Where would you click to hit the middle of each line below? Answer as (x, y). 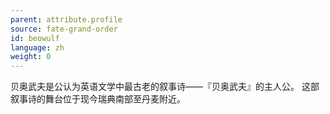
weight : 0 (31, 57)
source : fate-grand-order (64, 29)
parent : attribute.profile (66, 19)
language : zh (37, 47)
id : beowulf (35, 38)
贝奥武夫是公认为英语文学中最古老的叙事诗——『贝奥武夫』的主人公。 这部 (165, 87)
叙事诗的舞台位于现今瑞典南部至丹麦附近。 (98, 99)
